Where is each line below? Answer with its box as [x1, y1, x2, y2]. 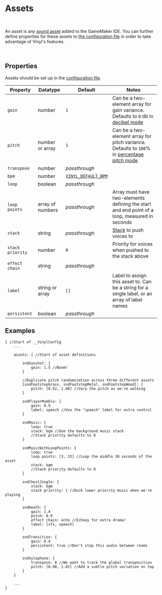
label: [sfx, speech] [30, 522, 75, 527]
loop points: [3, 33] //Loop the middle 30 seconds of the [30, 454, 152, 459]
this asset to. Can [112, 278, 152, 285]
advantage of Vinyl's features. [5, 38, 65, 44]
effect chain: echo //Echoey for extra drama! [30, 517, 126, 522]
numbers [38, 206, 58, 213]
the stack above [112, 252, 148, 259]
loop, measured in [112, 213, 153, 219]
